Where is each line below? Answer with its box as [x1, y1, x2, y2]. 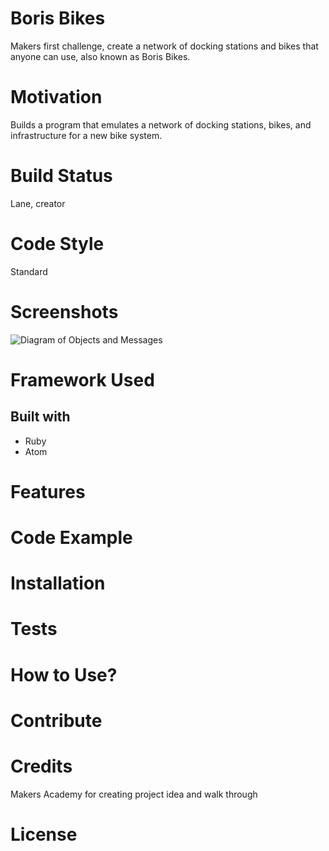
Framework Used [10, 368, 155, 391]
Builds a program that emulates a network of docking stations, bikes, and [10, 118, 312, 131]
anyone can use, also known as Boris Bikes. [10, 50, 191, 62]
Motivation [10, 86, 103, 109]
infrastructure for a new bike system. [10, 129, 163, 141]
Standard [10, 265, 48, 277]
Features [10, 480, 86, 503]
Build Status [10, 165, 113, 187]
